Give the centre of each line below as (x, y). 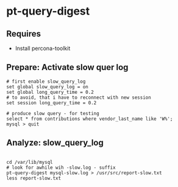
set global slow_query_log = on (47, 86)
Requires (24, 34)
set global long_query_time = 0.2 (50, 92)
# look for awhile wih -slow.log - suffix (61, 168)
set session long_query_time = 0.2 (52, 103)
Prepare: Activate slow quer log (67, 67)
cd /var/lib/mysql (30, 162)
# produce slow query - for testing (53, 113)
